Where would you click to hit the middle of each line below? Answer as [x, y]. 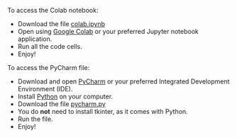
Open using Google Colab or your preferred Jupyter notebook [108, 31]
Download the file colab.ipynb [61, 24]
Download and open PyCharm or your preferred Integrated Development [123, 81]
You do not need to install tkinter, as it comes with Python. [103, 111]
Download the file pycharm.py [62, 104]
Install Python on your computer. [65, 96]
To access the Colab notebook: [53, 10]
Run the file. [35, 119]
